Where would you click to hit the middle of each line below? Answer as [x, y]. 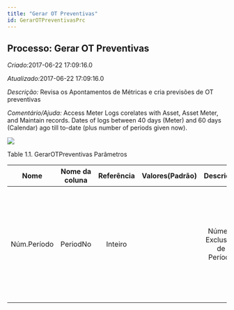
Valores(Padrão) [169, 176]
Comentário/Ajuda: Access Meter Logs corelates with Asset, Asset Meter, [113, 113]
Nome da [76, 171]
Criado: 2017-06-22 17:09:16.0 [50, 65]
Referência [116, 176]
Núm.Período [32, 245]
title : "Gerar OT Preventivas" [53, 14]
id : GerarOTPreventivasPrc [46, 20]
